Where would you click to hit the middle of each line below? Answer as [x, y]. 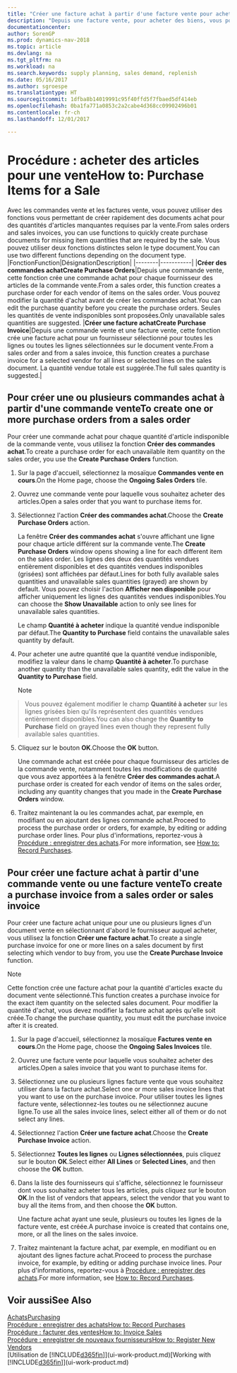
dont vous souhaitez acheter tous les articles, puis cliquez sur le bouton [122, 1190]
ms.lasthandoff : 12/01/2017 [49, 119]
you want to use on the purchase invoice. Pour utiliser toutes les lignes [120, 1096]
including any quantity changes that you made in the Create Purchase [120, 792]
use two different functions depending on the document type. [97, 255]
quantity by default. [46, 640]
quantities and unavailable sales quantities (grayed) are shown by [113, 581]
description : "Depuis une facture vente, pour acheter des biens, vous [115, 21]
